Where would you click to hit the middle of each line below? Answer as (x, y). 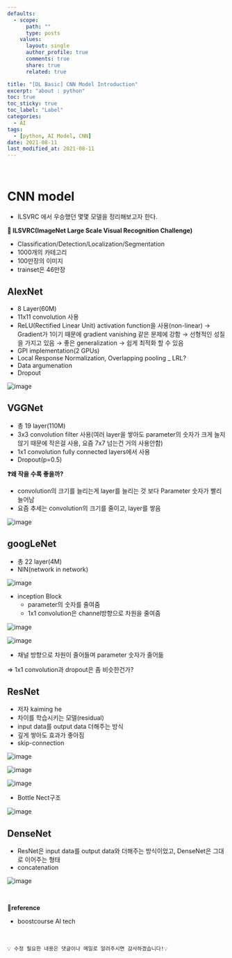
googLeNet (32, 544)
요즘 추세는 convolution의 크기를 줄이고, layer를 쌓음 (89, 508)
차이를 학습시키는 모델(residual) (60, 718)
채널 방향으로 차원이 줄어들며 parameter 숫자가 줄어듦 (91, 655)
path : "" (38, 26)
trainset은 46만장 (41, 270)
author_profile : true (57, 53)
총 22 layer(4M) (40, 561)
